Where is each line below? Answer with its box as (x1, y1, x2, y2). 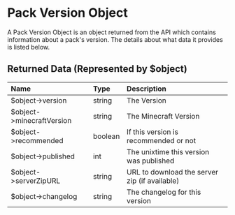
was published (127, 156, 175, 165)
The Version (127, 96, 166, 105)
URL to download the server (127, 167, 219, 177)
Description (127, 84, 166, 94)
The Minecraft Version (127, 111, 200, 121)
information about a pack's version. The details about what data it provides (7, 35, 224, 43)
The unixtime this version (127, 147, 210, 156)
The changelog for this (127, 187, 201, 197)
